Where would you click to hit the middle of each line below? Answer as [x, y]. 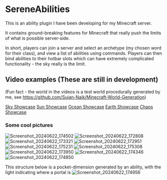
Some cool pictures [29, 125]
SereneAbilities [38, 9]
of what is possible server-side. [38, 38]
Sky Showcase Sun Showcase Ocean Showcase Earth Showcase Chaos [79, 107]
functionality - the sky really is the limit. [46, 64]
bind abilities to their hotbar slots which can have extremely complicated [80, 58]
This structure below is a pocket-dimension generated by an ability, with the [83, 167]
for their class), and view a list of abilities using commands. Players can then [84, 53]
